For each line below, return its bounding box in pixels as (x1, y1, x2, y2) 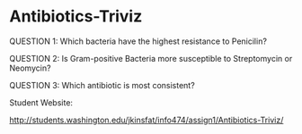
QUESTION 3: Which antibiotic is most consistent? (9, 80, 195, 90)
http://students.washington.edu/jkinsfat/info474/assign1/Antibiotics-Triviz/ (9, 114, 284, 125)
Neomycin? (9, 63, 51, 73)
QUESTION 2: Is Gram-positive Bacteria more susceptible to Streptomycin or (9, 53, 293, 63)
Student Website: (9, 96, 74, 108)
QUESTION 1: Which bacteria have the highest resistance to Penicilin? (9, 36, 268, 46)
